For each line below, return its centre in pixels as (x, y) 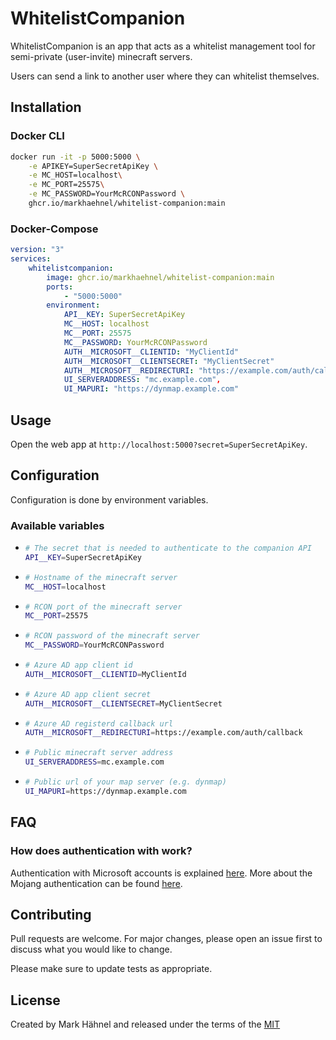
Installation (46, 107)
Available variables (57, 525)
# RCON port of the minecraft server (103, 607)
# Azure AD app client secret (88, 694)
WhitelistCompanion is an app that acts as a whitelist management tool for (163, 46)
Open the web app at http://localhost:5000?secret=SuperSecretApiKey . (159, 444)
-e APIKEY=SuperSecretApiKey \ (93, 166)
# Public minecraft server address (99, 753)
